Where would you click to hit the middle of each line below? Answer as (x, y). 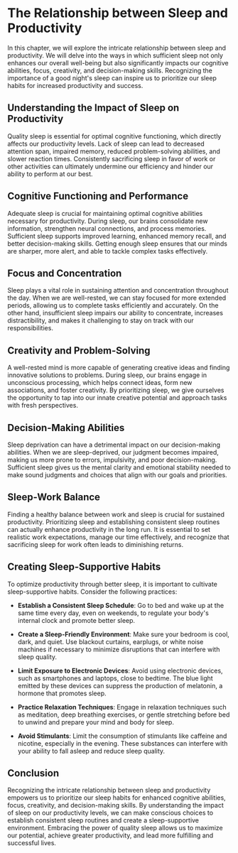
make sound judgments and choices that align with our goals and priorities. (117, 475)
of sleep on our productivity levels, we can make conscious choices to (110, 813)
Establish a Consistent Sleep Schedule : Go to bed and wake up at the (121, 605)
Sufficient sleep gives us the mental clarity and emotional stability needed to (119, 467)
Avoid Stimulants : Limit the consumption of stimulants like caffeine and (122, 736)
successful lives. (32, 843)
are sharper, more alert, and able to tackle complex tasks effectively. (108, 251)
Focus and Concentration (65, 273)
